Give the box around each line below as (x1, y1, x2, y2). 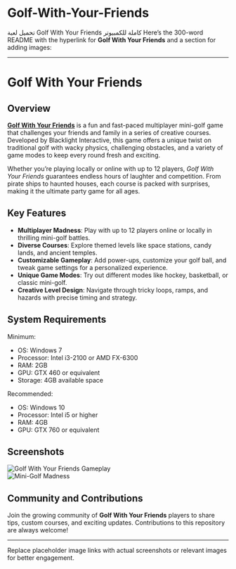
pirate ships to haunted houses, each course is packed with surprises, (7, 179, 211, 188)
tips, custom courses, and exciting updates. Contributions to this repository (7, 518, 225, 527)
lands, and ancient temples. (17, 248, 98, 257)
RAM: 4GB (17, 418, 48, 426)
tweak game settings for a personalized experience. (17, 263, 169, 271)
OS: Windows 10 (17, 403, 65, 411)
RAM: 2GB (17, 361, 48, 369)
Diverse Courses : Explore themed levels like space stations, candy (17, 241, 212, 249)
